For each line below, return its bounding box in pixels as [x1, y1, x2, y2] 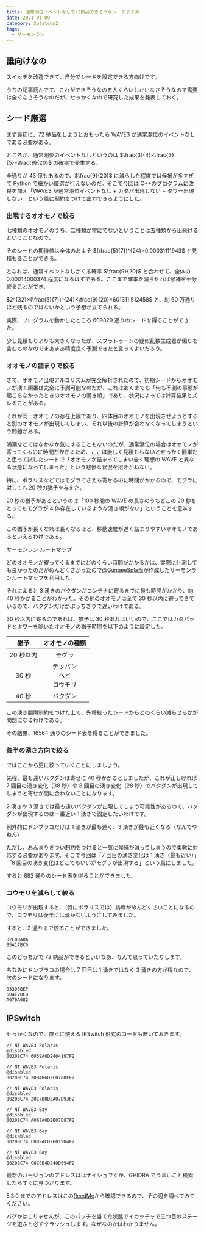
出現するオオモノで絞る [6, 211, 75, 220]
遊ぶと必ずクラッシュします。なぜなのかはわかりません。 [16, 1220, 160, 1228]
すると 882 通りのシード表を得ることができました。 [6, 872, 137, 879]
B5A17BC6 [6, 941, 29, 948]
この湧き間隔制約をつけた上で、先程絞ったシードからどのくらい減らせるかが [6, 709, 199, 716]
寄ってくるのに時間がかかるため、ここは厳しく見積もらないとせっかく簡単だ [6, 448, 198, 455]
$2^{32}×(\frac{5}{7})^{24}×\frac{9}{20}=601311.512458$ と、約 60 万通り [6, 296, 196, 303]
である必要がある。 [6, 138, 55, 145]
